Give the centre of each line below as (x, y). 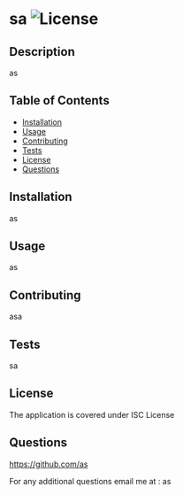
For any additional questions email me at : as (90, 481)
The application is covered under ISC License (92, 414)
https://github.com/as (49, 464)
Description (42, 52)
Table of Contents (60, 101)
